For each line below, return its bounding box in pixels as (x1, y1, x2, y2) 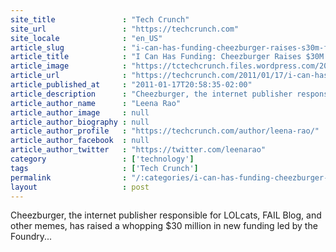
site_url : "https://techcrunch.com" (10, 24, 240, 34)
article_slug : (10, 42, 128, 53)
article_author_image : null (10, 107, 150, 118)
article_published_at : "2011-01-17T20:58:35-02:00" (10, 80, 253, 90)
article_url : (10, 71, 128, 81)
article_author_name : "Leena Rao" (10, 98, 182, 108)
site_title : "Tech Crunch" (10, 14, 190, 25)
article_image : (10, 61, 128, 71)
